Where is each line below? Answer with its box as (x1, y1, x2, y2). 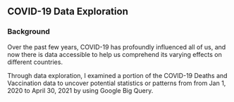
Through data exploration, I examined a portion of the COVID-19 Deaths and (7, 71, 228, 79)
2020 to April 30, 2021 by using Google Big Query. (7, 86, 154, 94)
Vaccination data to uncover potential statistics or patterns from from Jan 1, (7, 79, 226, 87)
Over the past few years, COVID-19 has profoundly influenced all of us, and (7, 42, 226, 51)
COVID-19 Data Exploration (7, 6, 128, 18)
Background (7, 27, 51, 37)
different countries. (7, 58, 63, 66)
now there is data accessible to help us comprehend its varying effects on (7, 50, 222, 58)
